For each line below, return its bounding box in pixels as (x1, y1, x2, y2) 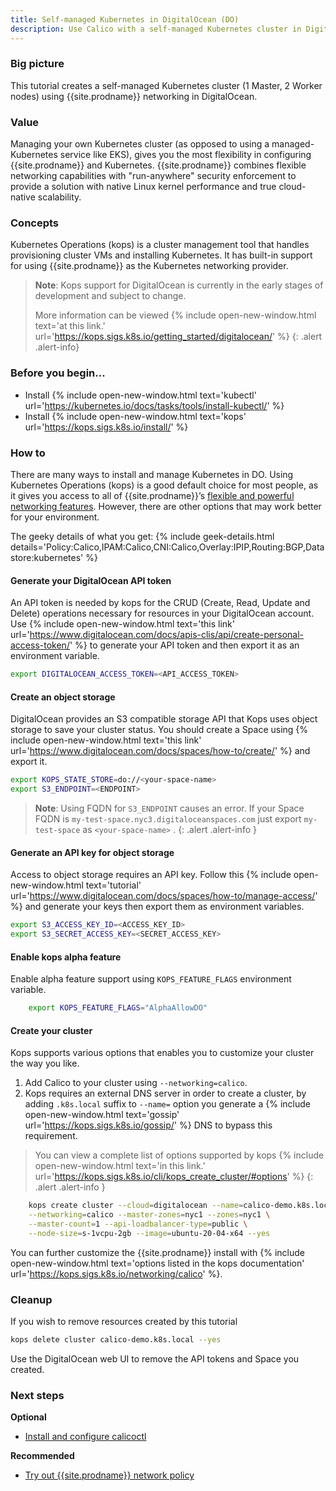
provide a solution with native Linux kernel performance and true (10, 181, 277, 193)
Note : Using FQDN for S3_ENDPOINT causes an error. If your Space (34, 802, 305, 815)
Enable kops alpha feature (10, 951, 122, 963)
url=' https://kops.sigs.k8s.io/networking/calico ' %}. (10, 1267, 223, 1280)
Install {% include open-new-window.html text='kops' (24, 410, 247, 422)
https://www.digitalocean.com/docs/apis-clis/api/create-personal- (29, 629, 305, 641)
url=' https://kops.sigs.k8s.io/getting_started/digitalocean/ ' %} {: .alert (34, 331, 323, 343)
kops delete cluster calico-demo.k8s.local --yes (10, 1335, 222, 1345)
